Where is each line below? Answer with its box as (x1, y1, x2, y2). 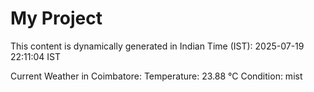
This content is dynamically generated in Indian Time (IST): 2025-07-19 (10, 40, 305, 52)
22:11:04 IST (10, 50, 62, 62)
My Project (10, 7, 103, 30)
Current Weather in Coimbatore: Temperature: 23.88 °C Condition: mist (10, 70, 303, 82)
